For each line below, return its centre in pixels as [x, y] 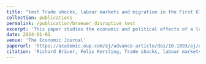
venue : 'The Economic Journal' [46, 40]
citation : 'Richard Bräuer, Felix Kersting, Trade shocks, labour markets [104, 52]
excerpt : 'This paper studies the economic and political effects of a [100, 29]
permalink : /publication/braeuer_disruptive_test [71, 23]
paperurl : [19, 46]
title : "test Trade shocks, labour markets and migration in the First [100, 12]
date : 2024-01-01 [29, 35]
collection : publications [39, 18]
